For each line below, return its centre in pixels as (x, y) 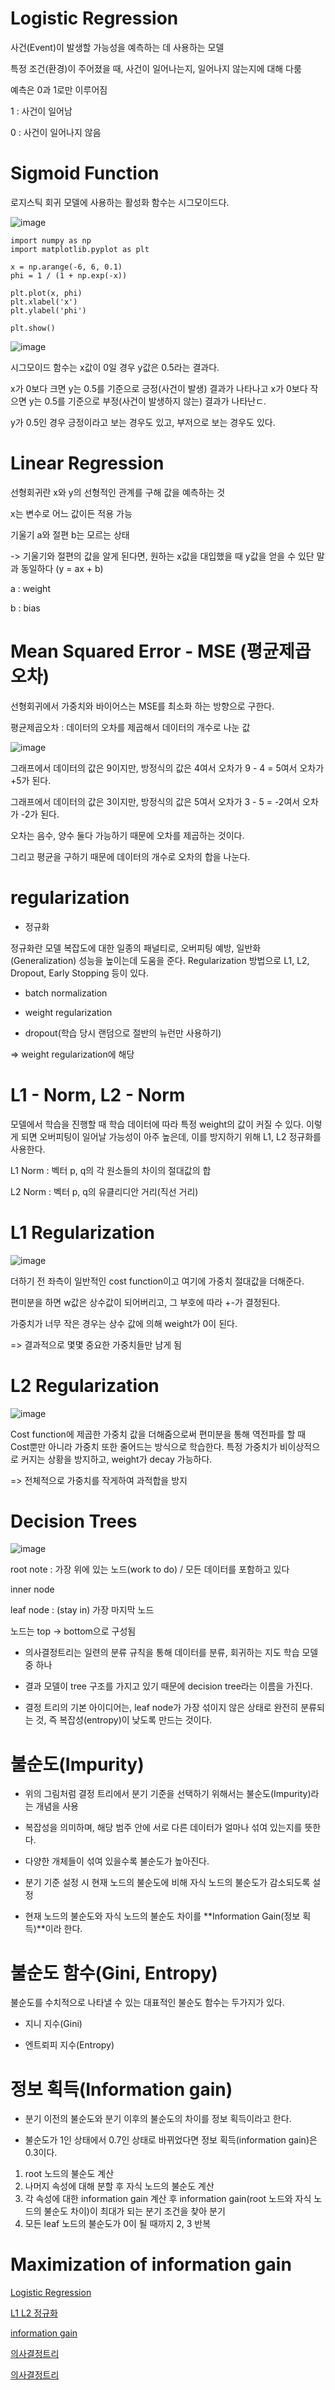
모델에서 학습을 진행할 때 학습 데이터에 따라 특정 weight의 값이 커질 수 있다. (157, 1124)
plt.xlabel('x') (44, 302)
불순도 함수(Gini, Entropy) (114, 1973)
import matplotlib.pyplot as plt (80, 249)
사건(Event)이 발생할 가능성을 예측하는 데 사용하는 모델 (117, 47)
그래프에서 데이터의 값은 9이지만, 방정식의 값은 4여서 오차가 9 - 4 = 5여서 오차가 (167, 768)
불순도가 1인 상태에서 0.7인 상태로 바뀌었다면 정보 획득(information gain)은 (171, 2140)
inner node (32, 1589)
